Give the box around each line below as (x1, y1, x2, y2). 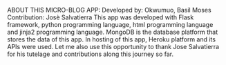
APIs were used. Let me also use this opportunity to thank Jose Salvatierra (7, 43, 220, 50)
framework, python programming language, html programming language (7, 21, 214, 28)
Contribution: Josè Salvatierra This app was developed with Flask (7, 13, 194, 21)
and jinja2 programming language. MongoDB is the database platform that (7, 28, 218, 36)
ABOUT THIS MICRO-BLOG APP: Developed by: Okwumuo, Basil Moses (7, 6, 212, 14)
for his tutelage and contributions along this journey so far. (7, 50, 174, 58)
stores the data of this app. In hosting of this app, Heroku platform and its (7, 35, 216, 44)
